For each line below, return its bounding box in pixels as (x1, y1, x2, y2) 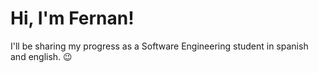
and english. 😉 (10, 50, 73, 62)
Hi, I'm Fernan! (10, 7, 135, 30)
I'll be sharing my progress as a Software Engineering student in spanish (10, 40, 309, 52)
